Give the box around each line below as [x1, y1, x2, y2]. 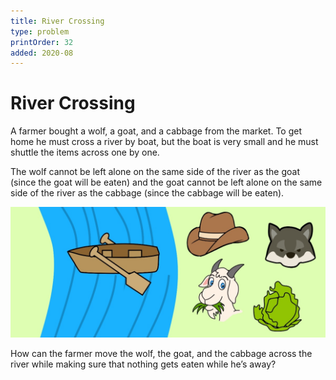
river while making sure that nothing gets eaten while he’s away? [10, 358, 277, 370]
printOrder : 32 [10, 37, 74, 47]
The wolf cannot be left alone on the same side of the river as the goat [10, 166, 301, 178]
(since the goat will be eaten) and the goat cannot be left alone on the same [10, 176, 323, 189]
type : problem [10, 26, 70, 37]
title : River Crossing [10, 16, 105, 26]
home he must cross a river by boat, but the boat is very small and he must [10, 136, 319, 148]
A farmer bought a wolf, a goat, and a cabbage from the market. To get [10, 125, 302, 137]
